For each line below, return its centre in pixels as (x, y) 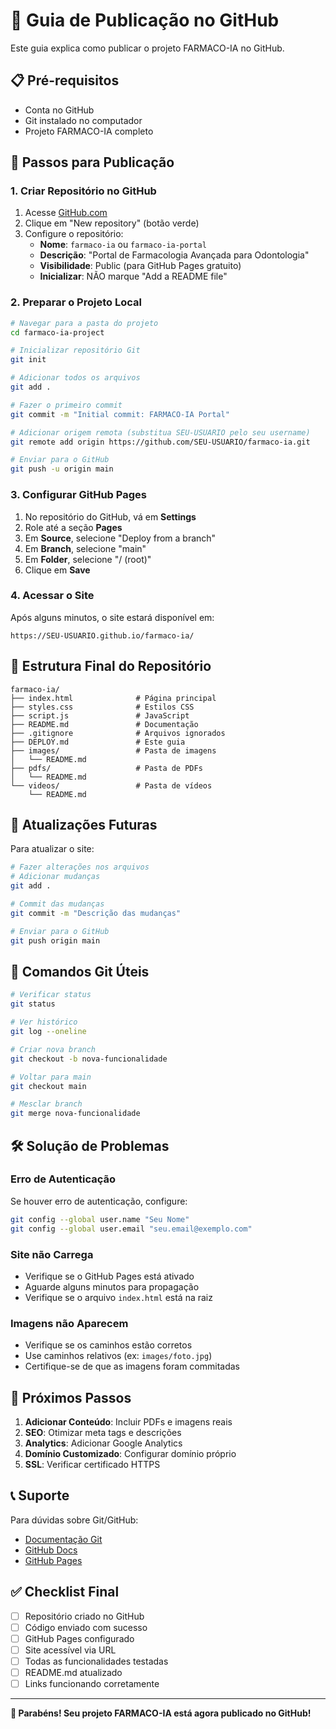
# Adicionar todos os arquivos (75, 378)
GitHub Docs (51, 1550)
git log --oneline (48, 1032)
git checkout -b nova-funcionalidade (89, 1059)
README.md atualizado (73, 1672)
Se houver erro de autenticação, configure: (99, 1201)
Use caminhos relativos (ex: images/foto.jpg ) (118, 1356)
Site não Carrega (52, 1254)
